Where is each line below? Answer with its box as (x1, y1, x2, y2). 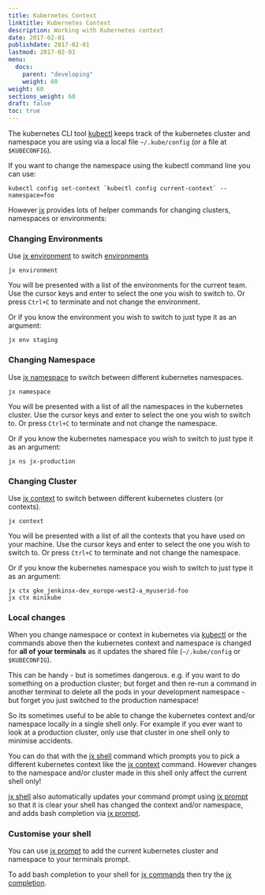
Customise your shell (8, 829, 91, 840)
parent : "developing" (22, 70, 93, 78)
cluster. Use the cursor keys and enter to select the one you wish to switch (8, 410, 251, 419)
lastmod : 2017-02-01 (8, 48, 77, 56)
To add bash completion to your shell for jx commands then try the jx (8, 870, 232, 879)
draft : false (8, 100, 51, 107)
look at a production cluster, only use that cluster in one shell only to (8, 728, 230, 737)
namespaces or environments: (8, 214, 107, 223)
